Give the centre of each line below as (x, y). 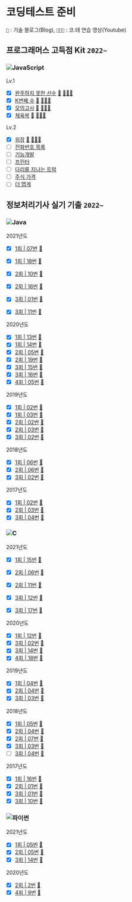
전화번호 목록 (30, 147)
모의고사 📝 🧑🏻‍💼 (33, 108)
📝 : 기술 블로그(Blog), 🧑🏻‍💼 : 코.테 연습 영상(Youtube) (66, 30)
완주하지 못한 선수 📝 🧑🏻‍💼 (44, 93)
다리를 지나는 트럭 (35, 170)
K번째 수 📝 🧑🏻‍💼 (33, 100)
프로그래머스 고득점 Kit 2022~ (57, 50)
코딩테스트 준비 (41, 12)
